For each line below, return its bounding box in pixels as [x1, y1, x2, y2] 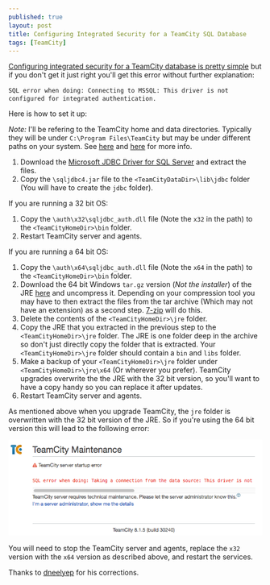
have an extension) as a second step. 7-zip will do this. [19, 305, 203, 315]
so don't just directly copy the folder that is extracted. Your [19, 339, 216, 350]
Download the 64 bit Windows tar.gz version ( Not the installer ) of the [19, 280, 252, 289]
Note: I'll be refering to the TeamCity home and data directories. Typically [8, 125, 252, 135]
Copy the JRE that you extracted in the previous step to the [19, 322, 217, 332]
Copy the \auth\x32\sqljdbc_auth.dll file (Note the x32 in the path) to [19, 214, 253, 224]
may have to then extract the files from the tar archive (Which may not [19, 297, 254, 306]
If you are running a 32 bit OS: [8, 198, 109, 209]
